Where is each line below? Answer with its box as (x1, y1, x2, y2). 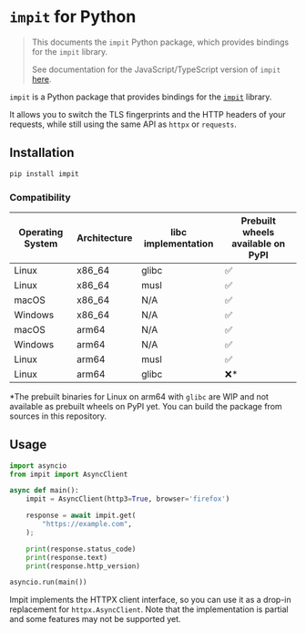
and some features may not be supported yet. (9, 614, 181, 625)
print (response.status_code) (25, 545, 137, 554)
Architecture (76, 231, 133, 244)
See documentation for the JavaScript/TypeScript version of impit (31, 64, 281, 75)
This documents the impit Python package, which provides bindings (31, 36, 290, 47)
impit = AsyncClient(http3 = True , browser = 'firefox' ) (25, 494, 230, 503)
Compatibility (9, 191, 71, 203)
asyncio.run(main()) (9, 577, 88, 587)
